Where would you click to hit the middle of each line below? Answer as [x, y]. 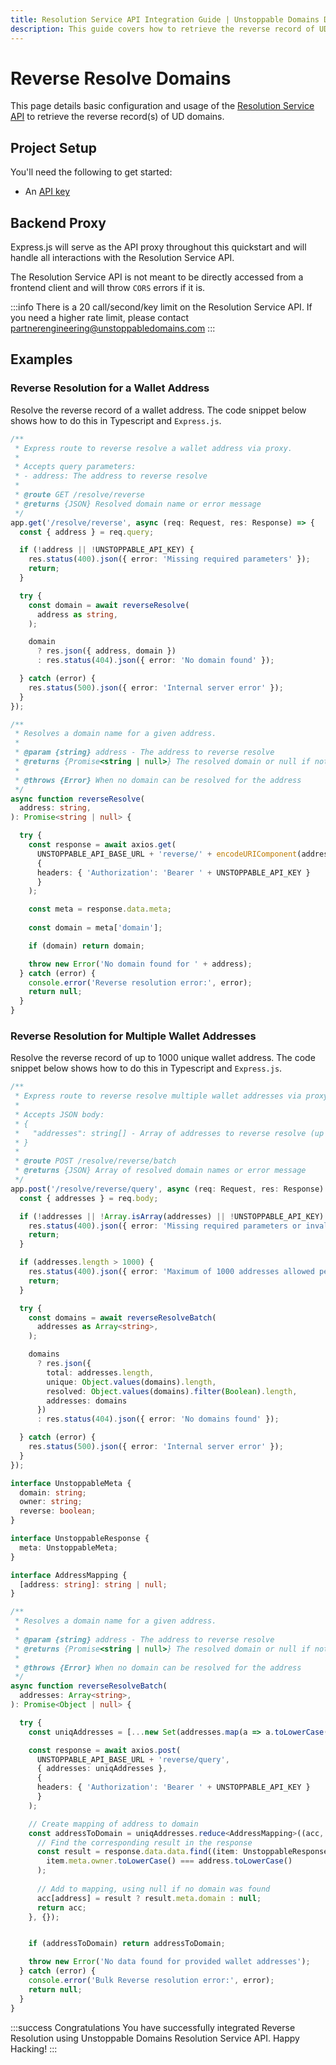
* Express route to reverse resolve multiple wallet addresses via [158, 1096]
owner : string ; [51, 1502]
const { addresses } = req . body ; [89, 1198]
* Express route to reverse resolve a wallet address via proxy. [153, 448]
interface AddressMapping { [69, 1575]
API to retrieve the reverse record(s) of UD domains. [117, 117]
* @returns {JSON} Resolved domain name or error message [138, 504]
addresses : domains [87, 1401]
